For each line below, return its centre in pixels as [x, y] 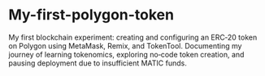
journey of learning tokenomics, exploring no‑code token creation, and [126, 54]
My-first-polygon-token [91, 15]
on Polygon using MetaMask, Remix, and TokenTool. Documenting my [125, 45]
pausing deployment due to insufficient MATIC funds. [98, 63]
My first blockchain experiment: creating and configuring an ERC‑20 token [133, 37]
